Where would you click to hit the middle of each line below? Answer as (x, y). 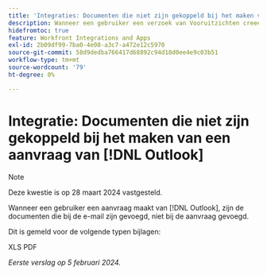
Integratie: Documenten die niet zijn (129, 121)
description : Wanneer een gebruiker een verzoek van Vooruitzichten (124, 23)
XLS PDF (23, 246)
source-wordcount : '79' (48, 68)
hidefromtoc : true (39, 30)
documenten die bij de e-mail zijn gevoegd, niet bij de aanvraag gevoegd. (128, 216)
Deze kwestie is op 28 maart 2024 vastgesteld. (85, 192)
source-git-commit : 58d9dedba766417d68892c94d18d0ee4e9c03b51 (113, 52)
